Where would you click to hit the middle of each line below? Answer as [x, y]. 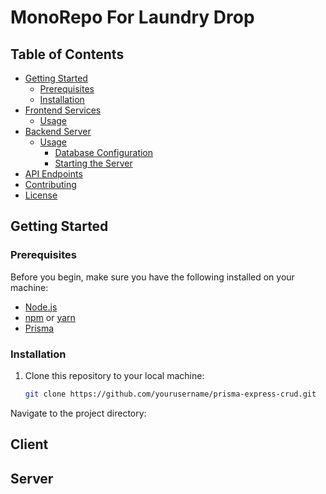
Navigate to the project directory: [78, 413]
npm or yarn [50, 317]
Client [29, 444]
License [41, 195]
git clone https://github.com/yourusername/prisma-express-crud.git [170, 394]
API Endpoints [53, 174]
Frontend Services [63, 110]
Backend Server [58, 131]
